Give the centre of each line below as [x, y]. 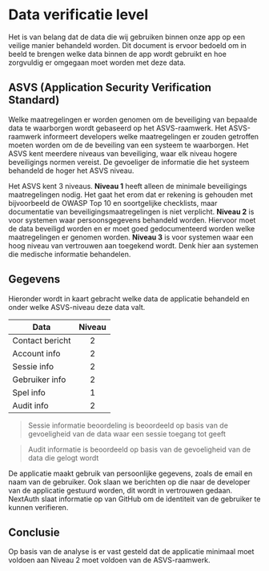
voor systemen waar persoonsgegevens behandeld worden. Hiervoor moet [132, 220]
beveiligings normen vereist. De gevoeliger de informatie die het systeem [129, 162]
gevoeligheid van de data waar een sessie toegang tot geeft [127, 433]
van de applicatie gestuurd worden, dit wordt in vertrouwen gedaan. [120, 490]
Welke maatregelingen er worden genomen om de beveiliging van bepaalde [133, 119]
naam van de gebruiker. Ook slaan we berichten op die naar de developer [129, 481]
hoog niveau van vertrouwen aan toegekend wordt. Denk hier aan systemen [133, 245]
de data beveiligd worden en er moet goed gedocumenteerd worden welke [132, 228]
